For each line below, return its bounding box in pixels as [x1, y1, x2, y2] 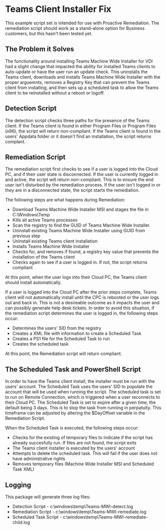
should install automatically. [5, 279, 62, 285]
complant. [5, 138, 26, 145]
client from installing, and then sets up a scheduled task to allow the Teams [5, 85, 159, 90]
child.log [12, 520, 30, 525]
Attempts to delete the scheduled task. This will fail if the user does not [12, 450, 158, 456]
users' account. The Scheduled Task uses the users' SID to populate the [5, 384, 153, 390]
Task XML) [12, 466, 35, 472]
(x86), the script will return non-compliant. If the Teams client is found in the [5, 128, 161, 134]
